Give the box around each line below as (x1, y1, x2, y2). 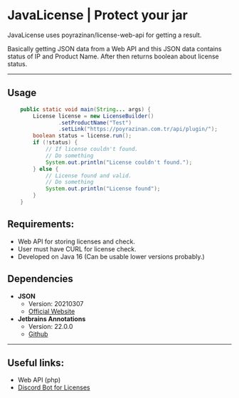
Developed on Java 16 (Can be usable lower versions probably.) (17, 252, 205, 261)
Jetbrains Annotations (17, 314, 86, 323)
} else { (33, 165, 59, 172)
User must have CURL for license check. (17, 244, 137, 253)
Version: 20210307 (28, 299, 84, 308)
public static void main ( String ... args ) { (20, 105, 152, 113)
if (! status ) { (33, 139, 78, 146)
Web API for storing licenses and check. (17, 237, 135, 246)
